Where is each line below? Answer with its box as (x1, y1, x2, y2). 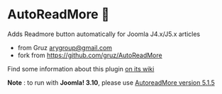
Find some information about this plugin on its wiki (7, 64, 155, 73)
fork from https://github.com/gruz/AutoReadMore (17, 51, 162, 59)
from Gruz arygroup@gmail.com (17, 43, 112, 52)
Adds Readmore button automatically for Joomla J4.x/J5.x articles (7, 30, 201, 38)
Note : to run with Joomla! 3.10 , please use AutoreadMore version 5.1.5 (7, 78, 215, 87)
